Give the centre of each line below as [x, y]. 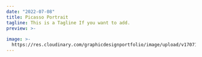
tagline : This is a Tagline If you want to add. [68, 23]
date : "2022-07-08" [31, 12]
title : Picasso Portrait [37, 17]
